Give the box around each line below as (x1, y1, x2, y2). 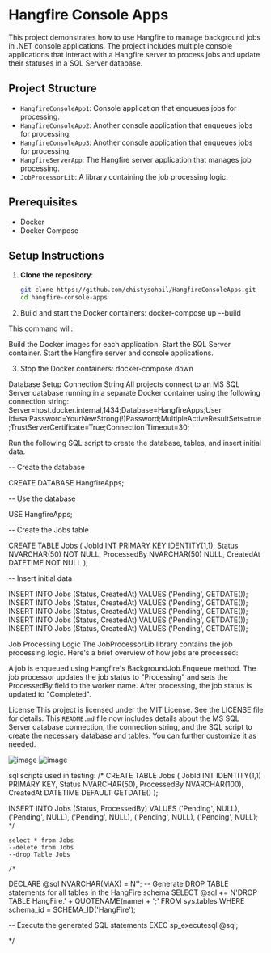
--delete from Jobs (8, 844, 74, 852)
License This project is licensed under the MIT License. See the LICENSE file (8, 705, 264, 715)
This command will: (8, 324, 74, 333)
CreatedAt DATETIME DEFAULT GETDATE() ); (8, 788, 159, 798)
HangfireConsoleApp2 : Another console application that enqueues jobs (19, 120, 253, 130)
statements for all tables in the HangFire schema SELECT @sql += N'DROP (8, 887, 257, 897)
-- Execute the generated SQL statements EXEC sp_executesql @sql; (8, 921, 239, 930)
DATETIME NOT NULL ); (8, 558, 89, 568)
